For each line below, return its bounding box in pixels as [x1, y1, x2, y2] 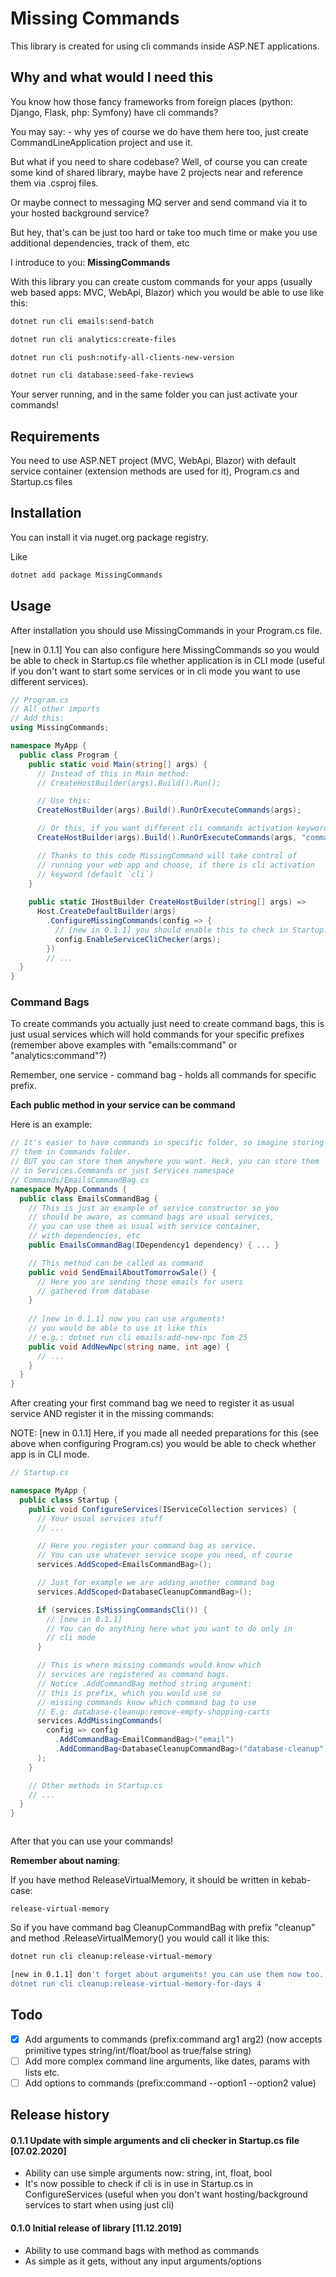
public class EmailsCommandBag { [19, 1193, 159, 1204]
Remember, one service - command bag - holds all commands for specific [10, 1069, 317, 1081]
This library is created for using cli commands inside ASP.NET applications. [10, 40, 320, 52]
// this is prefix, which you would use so [36, 1688, 222, 1698]
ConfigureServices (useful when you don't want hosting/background [24, 2188, 308, 2201]
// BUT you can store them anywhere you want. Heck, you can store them [10, 1157, 320, 1167]
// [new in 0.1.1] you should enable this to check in [54, 925, 288, 935]
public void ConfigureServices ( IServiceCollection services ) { [28, 1504, 298, 1514]
